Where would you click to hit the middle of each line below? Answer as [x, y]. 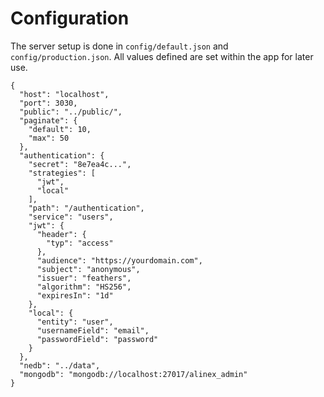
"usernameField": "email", [93, 330]
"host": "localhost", [64, 94]
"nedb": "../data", [60, 365]
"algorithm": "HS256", [84, 287]
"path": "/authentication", [86, 208]
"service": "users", [71, 217]
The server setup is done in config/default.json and [119, 46]
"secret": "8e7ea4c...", [80, 164]
